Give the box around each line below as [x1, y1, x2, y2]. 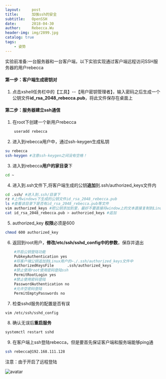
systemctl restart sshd [5, 330, 54, 335]
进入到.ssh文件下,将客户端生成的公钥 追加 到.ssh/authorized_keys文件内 [12, 182, 157, 188]
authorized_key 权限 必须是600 [12, 220, 75, 226]
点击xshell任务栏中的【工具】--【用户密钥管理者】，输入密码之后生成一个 [12, 89, 161, 95]
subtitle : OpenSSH [5, 16, 48, 21]
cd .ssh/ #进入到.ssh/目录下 [5, 192, 61, 197]
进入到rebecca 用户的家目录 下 [12, 162, 73, 168]
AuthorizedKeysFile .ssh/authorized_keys [14, 263, 112, 268]
